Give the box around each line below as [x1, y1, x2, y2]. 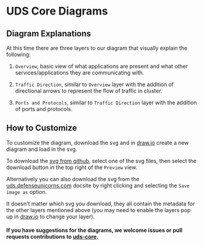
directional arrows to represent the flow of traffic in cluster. [15, 87, 162, 95]
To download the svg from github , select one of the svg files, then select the [6, 157, 197, 164]
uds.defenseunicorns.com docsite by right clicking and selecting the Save [6, 182, 190, 189]
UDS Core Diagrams [6, 4, 108, 18]
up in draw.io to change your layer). [6, 213, 95, 220]
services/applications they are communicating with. [15, 69, 144, 76]
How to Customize [6, 123, 78, 133]
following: [6, 51, 31, 58]
